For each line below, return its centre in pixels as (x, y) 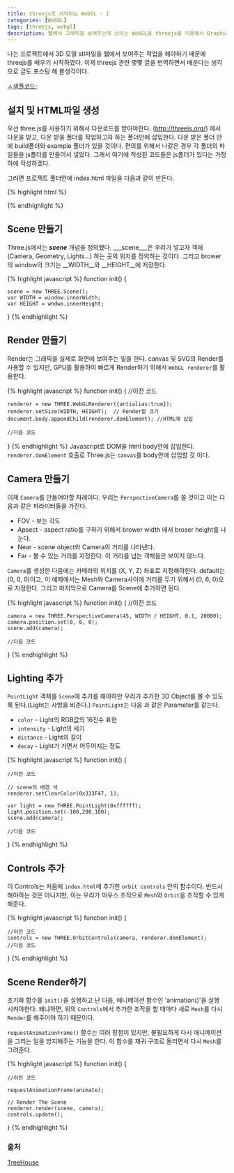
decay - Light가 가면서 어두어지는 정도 (69, 746)
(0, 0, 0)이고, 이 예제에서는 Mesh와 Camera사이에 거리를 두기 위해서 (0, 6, (109, 579)
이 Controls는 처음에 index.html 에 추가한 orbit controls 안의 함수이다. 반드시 (115, 886)
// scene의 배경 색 (32, 788)
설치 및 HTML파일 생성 (53, 110)
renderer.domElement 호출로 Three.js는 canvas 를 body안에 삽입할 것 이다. (109, 455)
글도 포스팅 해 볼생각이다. (54, 71)
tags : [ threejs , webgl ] (42, 27)
